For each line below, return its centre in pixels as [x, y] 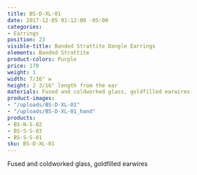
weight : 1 [22, 72]
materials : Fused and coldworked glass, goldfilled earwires [99, 92]
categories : [25, 27]
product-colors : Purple [42, 59]
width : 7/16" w [30, 79]
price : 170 [23, 66]
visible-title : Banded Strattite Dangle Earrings [82, 46]
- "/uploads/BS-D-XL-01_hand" [52, 111]
